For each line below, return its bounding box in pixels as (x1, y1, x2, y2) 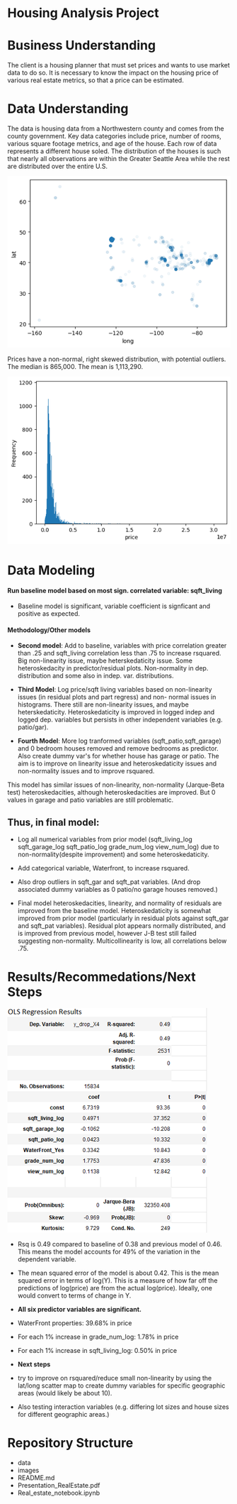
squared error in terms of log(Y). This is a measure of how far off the (17, 1276, 218, 1285)
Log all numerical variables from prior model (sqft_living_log (17, 835, 192, 844)
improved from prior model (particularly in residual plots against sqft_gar (17, 914, 229, 923)
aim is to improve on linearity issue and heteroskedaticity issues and (17, 759, 217, 768)
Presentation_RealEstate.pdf (17, 1481, 100, 1490)
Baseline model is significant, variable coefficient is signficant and (17, 602, 211, 611)
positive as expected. (17, 609, 80, 618)
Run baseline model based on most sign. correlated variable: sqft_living (7, 586, 223, 595)
